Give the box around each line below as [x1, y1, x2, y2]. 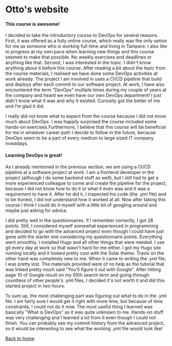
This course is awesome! [5, 21, 60, 27]
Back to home [5, 335, 35, 341]
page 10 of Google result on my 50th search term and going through [5, 272, 150, 278]
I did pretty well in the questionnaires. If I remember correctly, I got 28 [5, 217, 154, 223]
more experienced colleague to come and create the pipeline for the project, [5, 180, 167, 186]
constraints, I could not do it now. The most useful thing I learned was [5, 303, 153, 310]
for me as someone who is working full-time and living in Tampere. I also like [5, 43, 167, 49]
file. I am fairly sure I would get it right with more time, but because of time [5, 298, 163, 304]
